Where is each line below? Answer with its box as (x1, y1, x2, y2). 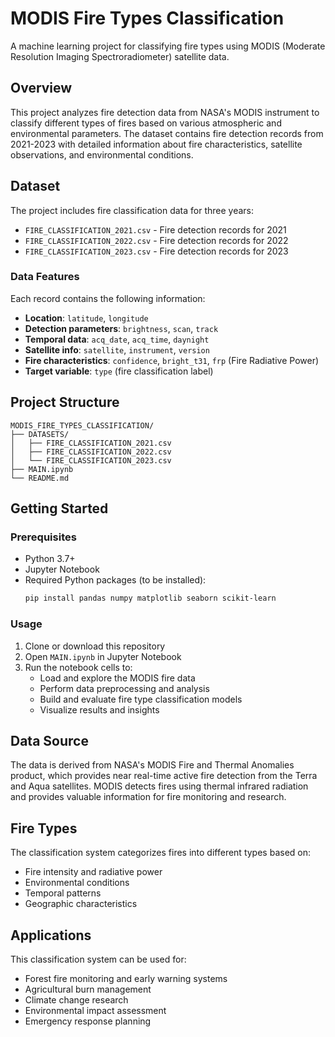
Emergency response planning (24, 1015, 152, 1027)
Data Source (10, 732, 89, 749)
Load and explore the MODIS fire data (39, 672, 196, 684)
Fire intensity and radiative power (24, 866, 163, 878)
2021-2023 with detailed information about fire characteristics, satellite (10, 138, 303, 150)
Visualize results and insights (39, 703, 160, 716)
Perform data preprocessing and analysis (39, 682, 210, 694)
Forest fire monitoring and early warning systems (24, 972, 228, 984)
